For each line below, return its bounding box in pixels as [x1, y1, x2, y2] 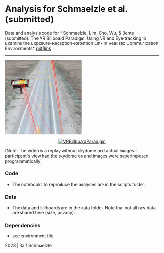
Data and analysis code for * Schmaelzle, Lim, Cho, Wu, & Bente [5, 30, 134, 36]
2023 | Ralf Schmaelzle [5, 243, 52, 249]
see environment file [12, 233, 54, 239]
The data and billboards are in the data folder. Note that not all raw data [12, 205, 156, 211]
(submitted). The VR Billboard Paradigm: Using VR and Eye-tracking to [5, 35, 146, 41]
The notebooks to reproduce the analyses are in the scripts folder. [12, 181, 145, 187]
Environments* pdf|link [5, 45, 51, 51]
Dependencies [5, 222, 41, 229]
